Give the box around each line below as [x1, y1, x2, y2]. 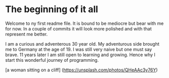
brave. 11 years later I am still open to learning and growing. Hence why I [5, 52, 155, 58]
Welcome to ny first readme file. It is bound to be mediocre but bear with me [5, 20, 164, 26]
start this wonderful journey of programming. [5, 57, 99, 63]
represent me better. [5, 31, 48, 37]
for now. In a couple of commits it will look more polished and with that [5, 25, 152, 31]
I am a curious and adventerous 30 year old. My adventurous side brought [5, 41, 160, 47]
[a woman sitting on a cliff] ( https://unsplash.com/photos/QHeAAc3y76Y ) [5, 67, 158, 73]
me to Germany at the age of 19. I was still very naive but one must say [5, 46, 152, 52]
